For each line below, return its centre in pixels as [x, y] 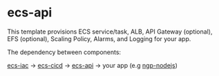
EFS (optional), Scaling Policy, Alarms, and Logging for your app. [99, 38]
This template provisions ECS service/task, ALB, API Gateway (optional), [110, 31]
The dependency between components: [64, 52]
